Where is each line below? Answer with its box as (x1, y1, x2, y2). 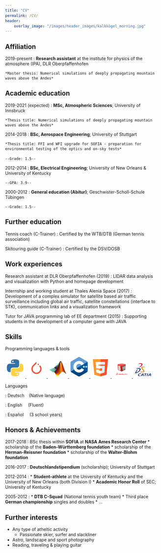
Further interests (5, 513, 58, 521)
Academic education (5, 89, 70, 98)
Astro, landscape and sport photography (12, 537, 95, 543)
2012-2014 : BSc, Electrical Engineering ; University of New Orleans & (5, 165, 146, 171)
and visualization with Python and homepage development (5, 278, 124, 284)
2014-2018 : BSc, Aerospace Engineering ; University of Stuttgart (5, 131, 137, 137)
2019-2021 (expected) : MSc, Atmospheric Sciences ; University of (5, 102, 141, 108)
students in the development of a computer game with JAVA (5, 318, 127, 324)
